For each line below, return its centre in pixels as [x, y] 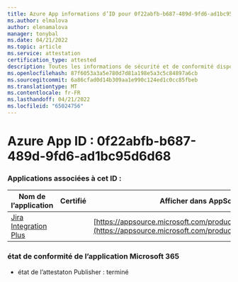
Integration [29, 226]
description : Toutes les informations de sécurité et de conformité [110, 67]
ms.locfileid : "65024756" [45, 106]
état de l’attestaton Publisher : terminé [73, 272]
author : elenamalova [38, 27]
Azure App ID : [51, 141]
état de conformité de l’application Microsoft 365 [93, 256]
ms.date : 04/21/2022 [38, 40]
